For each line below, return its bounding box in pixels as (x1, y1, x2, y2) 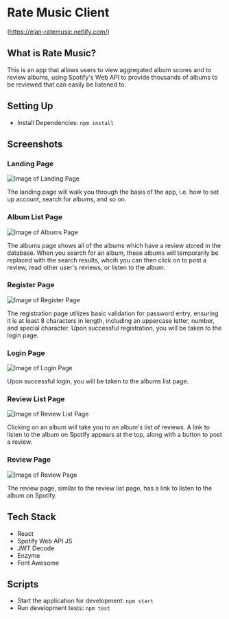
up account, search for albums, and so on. (7, 195, 127, 203)
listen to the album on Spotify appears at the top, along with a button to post (7, 431, 223, 439)
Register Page (7, 280, 55, 290)
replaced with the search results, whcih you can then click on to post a (7, 256, 207, 264)
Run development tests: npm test (16, 604, 111, 612)
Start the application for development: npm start (16, 596, 154, 605)
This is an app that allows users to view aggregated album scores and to (7, 65, 212, 74)
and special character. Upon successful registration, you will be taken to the (7, 324, 221, 332)
